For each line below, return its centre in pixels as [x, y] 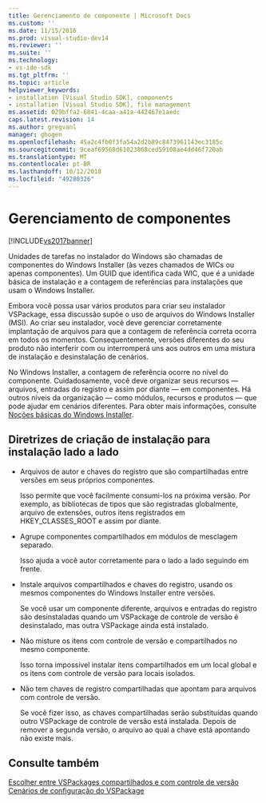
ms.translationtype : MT [48, 157]
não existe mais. [47, 738]
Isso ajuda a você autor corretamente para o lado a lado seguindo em [134, 560]
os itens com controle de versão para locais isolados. [107, 673]
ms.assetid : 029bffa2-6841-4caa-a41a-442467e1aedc [94, 113]
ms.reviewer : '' [35, 46]
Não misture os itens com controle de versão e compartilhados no [129, 641]
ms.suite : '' [30, 53]
